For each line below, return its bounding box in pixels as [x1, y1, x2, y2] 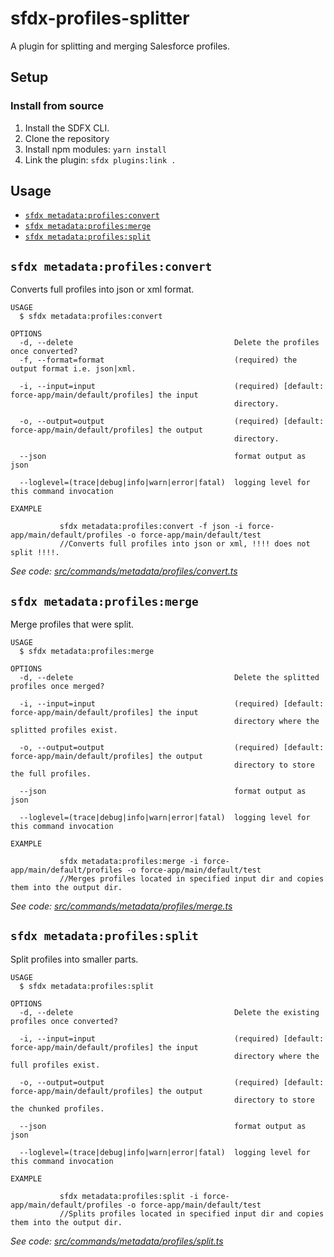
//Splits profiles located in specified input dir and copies [59, 1208, 325, 1219]
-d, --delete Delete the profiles [19, 338, 320, 348]
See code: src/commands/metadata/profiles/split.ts [10, 1235, 224, 1247]
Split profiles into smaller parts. [10, 953, 139, 965]
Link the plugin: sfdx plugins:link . [24, 153, 177, 166]
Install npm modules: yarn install [24, 143, 167, 155]
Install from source [10, 99, 104, 113]
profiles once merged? [10, 682, 105, 692]
